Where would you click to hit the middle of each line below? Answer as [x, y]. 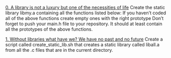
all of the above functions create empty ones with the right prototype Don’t [84, 18]
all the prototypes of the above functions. [49, 29]
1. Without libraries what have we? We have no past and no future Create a [84, 39]
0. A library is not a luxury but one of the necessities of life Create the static [85, 7]
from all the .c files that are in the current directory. [59, 50]
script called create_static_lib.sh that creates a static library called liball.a [82, 45]
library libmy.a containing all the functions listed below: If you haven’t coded [86, 13]
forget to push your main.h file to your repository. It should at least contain [84, 24]
